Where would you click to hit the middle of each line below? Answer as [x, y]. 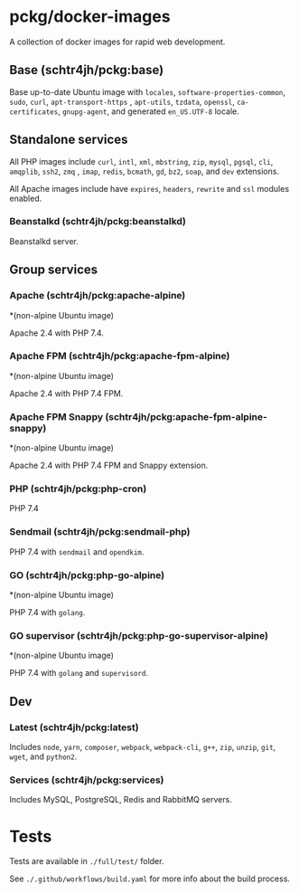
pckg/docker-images [90, 17]
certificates [34, 112]
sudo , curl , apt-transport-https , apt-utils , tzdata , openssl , [122, 101]
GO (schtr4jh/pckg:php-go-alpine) [87, 575]
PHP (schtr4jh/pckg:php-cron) [78, 489]
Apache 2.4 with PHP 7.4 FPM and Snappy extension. [109, 465]
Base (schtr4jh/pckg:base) [87, 70]
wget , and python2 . [43, 756]
